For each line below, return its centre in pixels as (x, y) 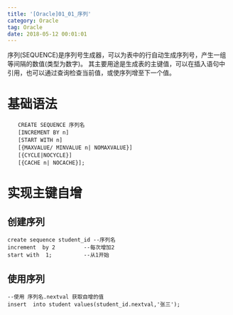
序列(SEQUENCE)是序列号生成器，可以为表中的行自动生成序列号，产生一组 (117, 55)
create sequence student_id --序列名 (61, 240)
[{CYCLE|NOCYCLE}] (45, 155)
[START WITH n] (40, 140)
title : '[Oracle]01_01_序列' (49, 14)
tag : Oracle (25, 27)
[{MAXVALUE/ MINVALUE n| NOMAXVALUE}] (75, 148)
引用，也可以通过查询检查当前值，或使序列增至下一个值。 (91, 73)
